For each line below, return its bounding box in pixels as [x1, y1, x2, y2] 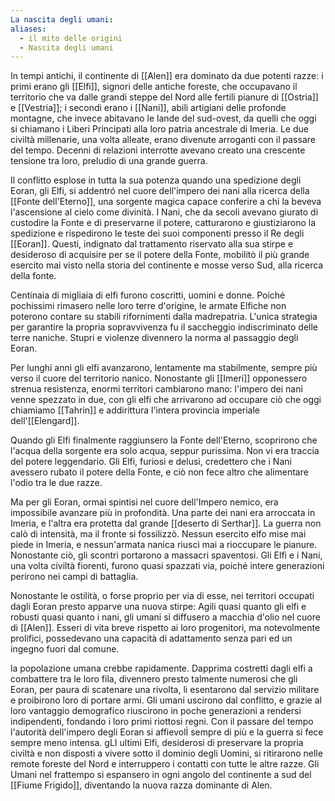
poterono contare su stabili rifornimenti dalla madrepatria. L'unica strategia [10, 311, 318, 323]
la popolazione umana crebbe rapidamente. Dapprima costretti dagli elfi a [10, 662, 313, 675]
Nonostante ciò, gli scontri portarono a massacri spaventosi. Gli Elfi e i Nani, [10, 549, 323, 561]
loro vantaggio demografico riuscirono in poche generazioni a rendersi [10, 705, 302, 717]
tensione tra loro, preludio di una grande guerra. [10, 155, 208, 167]
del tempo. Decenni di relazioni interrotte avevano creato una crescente [10, 144, 306, 156]
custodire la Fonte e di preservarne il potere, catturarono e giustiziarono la [10, 217, 317, 229]
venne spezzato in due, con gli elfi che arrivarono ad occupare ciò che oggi [10, 394, 322, 406]
